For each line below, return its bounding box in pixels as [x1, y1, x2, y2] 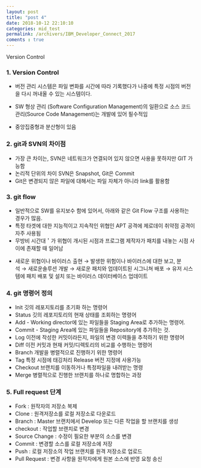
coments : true [6, 37, 44, 43]
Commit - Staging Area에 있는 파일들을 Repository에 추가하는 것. [14, 326, 170, 334]
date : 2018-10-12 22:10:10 [6, 20, 74, 26]
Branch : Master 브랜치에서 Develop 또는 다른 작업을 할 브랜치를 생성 [14, 417, 179, 425]
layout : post [6, 8, 39, 15]
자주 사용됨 [14, 229, 41, 236]
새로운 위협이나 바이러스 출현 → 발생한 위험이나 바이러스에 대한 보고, [14, 257, 176, 265]
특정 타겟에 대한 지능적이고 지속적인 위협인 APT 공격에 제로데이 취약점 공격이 [14, 222, 195, 229]
